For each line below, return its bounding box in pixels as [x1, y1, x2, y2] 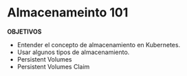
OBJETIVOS [7, 27, 42, 36]
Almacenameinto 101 [7, 5, 129, 21]
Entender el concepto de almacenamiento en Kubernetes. [16, 40, 181, 49]
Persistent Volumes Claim [16, 62, 90, 71]
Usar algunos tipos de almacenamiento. [16, 48, 130, 56]
